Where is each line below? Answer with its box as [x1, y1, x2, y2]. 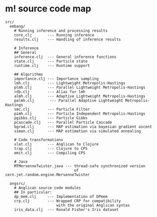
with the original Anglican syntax [56, 203, 130, 208]
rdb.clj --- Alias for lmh [14, 89, 85, 94]
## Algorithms [14, 72, 43, 77]
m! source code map [5, 3, 91, 14]
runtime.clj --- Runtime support [14, 63, 90, 68]
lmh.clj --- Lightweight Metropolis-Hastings [14, 80, 126, 85]
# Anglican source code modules [14, 185, 81, 190]
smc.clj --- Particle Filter [14, 107, 90, 112]
